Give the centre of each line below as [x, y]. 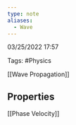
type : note [23, 14]
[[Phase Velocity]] [33, 114]
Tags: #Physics [29, 61]
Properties [31, 96]
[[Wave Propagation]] [38, 74]
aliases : [20, 20]
